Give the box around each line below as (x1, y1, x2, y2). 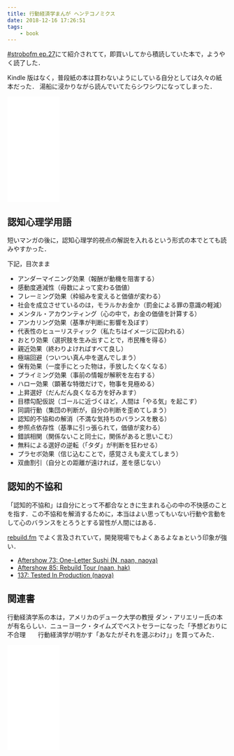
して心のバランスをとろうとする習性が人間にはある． (7, 518, 160, 526)
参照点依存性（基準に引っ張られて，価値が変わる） (17, 423, 164, 432)
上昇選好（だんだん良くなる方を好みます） (17, 388, 140, 397)
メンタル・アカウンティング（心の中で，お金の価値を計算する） (17, 310, 201, 318)
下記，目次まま (7, 260, 50, 268)
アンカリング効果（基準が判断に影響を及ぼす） (17, 318, 152, 327)
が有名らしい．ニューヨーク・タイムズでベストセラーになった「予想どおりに (7, 621, 228, 630)
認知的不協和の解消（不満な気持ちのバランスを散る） (17, 415, 171, 423)
